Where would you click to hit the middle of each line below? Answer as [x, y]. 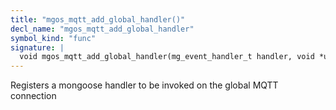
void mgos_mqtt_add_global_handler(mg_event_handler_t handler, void [167, 57]
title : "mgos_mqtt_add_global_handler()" [98, 19]
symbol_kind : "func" [53, 38]
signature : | [37, 47]
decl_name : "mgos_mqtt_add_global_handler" [102, 29]
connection [33, 96]
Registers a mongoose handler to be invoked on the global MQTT [144, 85]
